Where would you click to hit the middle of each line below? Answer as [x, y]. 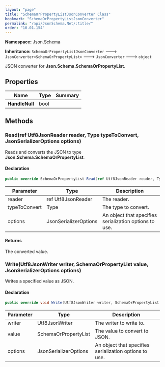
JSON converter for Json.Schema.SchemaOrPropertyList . [65, 66]
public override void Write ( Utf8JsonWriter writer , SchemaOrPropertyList [82, 303]
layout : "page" [21, 10]
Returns [14, 241]
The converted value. [27, 252]
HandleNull [21, 104]
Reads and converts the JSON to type [43, 152]
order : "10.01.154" [25, 28]
